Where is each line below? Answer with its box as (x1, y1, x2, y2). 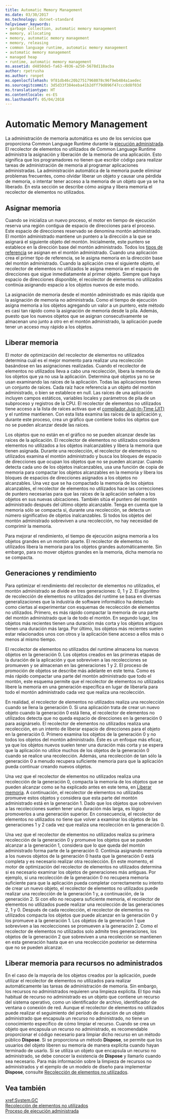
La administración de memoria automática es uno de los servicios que (5, 135, 151, 142)
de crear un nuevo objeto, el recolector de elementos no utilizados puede (5, 885, 158, 891)
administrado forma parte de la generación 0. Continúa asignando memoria (5, 847, 162, 853)
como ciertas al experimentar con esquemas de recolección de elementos (5, 604, 160, 610)
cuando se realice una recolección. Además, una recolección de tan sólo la (5, 753, 162, 759)
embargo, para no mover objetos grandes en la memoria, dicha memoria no (5, 549, 163, 555)
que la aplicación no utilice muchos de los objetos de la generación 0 (5, 747, 150, 753)
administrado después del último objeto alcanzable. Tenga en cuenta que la (5, 502, 163, 508)
